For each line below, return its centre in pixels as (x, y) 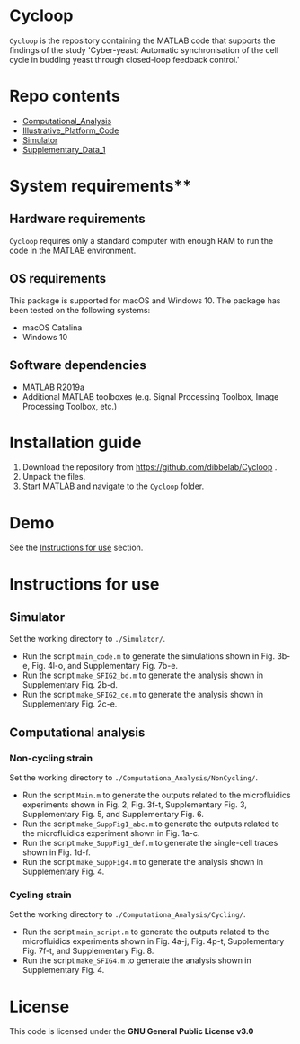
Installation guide (75, 442)
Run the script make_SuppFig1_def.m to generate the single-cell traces (150, 843)
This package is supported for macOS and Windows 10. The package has (145, 300)
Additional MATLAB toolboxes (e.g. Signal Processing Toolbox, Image (150, 396)
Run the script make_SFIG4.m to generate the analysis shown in (137, 960)
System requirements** (100, 186)
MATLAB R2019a (53, 387)
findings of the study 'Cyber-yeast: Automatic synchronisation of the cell (144, 49)
